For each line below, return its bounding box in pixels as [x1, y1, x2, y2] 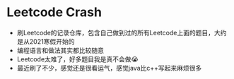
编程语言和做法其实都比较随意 [16, 46, 104, 54]
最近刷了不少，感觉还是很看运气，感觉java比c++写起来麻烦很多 [16, 63, 202, 72]
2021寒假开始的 [29, 37, 75, 46]
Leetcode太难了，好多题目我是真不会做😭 [16, 54, 139, 63]
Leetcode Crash [6, 4, 102, 20]
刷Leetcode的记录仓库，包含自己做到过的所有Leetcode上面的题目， [16, 28, 215, 37]
